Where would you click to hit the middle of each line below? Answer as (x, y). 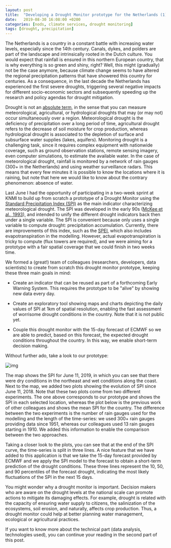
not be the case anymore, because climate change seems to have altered (82, 70)
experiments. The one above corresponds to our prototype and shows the (83, 397)
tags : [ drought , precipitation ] (39, 29)
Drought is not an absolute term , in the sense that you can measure (76, 107)
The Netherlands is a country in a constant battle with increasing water (80, 43)
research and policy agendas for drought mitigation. (60, 98)
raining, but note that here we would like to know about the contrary (76, 178)
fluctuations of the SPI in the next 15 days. (49, 477)
